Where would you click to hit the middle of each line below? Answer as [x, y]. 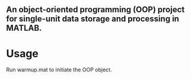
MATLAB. [24, 28]
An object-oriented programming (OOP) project [95, 10]
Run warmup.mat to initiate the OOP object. [59, 70]
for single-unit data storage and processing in [93, 19]
